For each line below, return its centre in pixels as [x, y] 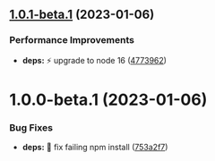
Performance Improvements [72, 40]
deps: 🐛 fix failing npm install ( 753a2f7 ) [95, 148]
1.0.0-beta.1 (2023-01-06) [108, 100]
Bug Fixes [31, 127]
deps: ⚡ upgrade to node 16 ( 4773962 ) [95, 60]
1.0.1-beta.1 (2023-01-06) [82, 15]
